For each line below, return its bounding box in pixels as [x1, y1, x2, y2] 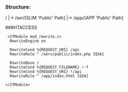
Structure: [5, 3, 31, 10]
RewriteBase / [10, 60, 39, 65]
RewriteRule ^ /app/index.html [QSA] [10, 73, 89, 78]
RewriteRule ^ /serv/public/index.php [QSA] [10, 51, 104, 57]
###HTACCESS [5, 24, 37, 30]
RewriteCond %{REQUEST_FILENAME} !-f [10, 65, 89, 70]
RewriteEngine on [10, 38, 46, 43]
